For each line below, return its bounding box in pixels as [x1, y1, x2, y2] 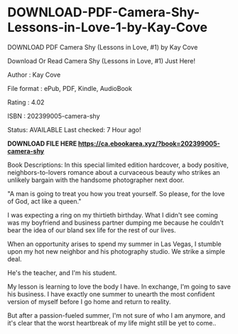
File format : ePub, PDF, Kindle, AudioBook [7, 84, 133, 92]
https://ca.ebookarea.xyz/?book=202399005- [77, 139, 220, 148]
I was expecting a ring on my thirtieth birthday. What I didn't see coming [7, 210, 218, 219]
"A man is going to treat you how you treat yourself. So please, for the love [7, 189, 225, 198]
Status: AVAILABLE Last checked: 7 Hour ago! [7, 125, 141, 134]
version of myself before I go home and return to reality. [7, 297, 171, 306]
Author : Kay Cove [7, 70, 61, 79]
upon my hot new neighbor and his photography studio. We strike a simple [7, 247, 225, 256]
